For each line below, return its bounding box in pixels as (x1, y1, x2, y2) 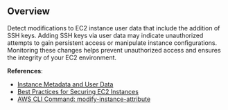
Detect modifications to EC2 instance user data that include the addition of (7, 24, 220, 32)
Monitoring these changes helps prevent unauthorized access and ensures (7, 46, 221, 54)
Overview (7, 6, 51, 17)
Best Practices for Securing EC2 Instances (17, 87, 139, 95)
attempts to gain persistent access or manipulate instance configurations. (7, 38, 218, 47)
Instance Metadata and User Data (17, 80, 114, 89)
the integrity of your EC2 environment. (7, 53, 116, 62)
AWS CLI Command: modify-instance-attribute (17, 95, 151, 103)
